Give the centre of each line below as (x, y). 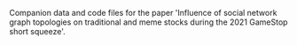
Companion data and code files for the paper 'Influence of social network (143, 13)
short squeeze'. (37, 31)
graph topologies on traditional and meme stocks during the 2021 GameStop (148, 22)
